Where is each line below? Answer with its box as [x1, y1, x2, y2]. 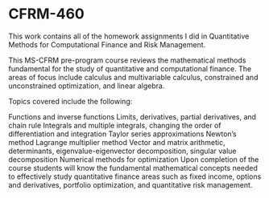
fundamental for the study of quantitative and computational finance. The [8, 63, 252, 73]
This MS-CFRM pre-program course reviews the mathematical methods [8, 55, 246, 65]
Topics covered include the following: [8, 96, 133, 106]
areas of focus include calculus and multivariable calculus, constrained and [8, 72, 259, 82]
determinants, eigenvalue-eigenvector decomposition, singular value [8, 146, 237, 156]
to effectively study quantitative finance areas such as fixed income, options [8, 172, 262, 181]
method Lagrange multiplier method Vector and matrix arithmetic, [8, 137, 226, 147]
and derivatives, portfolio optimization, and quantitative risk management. [8, 180, 253, 189]
